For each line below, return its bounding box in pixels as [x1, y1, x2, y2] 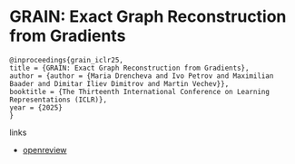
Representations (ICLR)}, [9, 95, 107, 104]
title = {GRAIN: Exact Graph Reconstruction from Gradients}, [9, 63, 250, 72]
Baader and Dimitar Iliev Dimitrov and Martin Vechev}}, [9, 79, 230, 88]
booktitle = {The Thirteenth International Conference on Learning [9, 87, 270, 96]
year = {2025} [9, 102, 64, 112]
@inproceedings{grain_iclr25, [9, 55, 124, 64]
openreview [22, 144, 67, 155]
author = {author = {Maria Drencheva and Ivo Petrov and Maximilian [9, 71, 274, 81]
